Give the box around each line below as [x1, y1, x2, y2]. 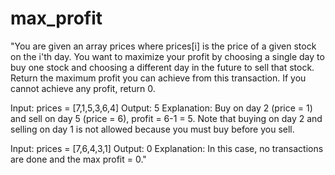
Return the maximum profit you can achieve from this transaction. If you [10, 72, 307, 84]
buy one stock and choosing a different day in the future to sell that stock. [10, 61, 315, 73]
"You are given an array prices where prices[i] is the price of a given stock [10, 40, 317, 52]
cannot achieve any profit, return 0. [10, 82, 156, 94]
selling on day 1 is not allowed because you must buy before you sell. [10, 123, 295, 135]
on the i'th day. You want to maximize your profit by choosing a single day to [10, 50, 325, 62]
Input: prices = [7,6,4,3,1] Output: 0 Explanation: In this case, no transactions [10, 142, 324, 154]
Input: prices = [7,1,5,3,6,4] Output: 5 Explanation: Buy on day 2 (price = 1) [10, 102, 313, 114]
